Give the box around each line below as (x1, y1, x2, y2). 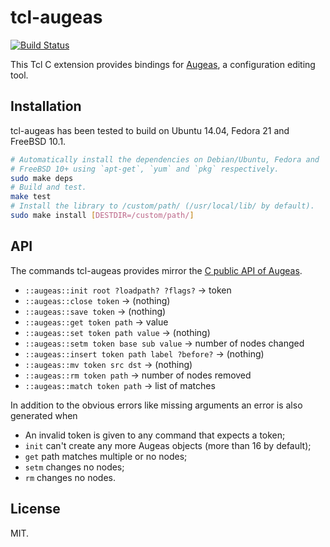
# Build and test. (10, 182, 87, 193)
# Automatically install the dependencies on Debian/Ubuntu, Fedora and (10, 154, 320, 165)
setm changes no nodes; (24, 461, 125, 473)
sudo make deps (10, 173, 74, 183)
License (10, 501, 61, 518)
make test (10, 192, 52, 202)
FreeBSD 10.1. (10, 135, 67, 147)
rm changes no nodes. (24, 471, 116, 483)
